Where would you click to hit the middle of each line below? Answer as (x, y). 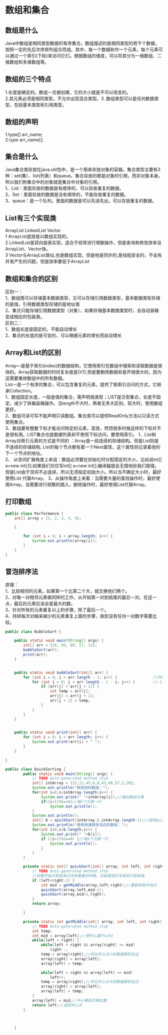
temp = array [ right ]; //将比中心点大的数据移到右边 (90, 982)
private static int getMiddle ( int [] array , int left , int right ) (93, 921)
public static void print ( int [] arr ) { (56, 732)
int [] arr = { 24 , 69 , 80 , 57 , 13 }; (60, 645)
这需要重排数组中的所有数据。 (36, 378)
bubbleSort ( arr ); (41, 650)
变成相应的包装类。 (25, 317)
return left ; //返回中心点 (57, 1005)
